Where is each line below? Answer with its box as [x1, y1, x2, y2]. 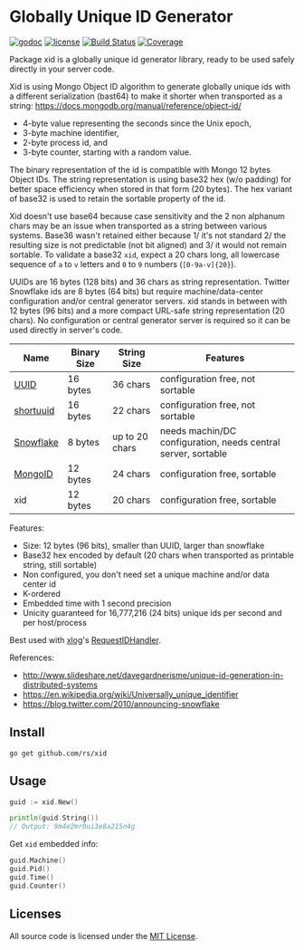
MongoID [14, 467, 53, 480]
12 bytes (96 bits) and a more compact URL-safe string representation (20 [9, 305, 285, 316]
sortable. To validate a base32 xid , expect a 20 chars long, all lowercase [9, 249, 280, 260]
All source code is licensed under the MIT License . [9, 930, 198, 941]
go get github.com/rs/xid [9, 749, 107, 758]
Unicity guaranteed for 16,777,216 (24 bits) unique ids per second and [22, 607, 282, 618]
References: [9, 652, 54, 663]
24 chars [111, 467, 151, 480]
